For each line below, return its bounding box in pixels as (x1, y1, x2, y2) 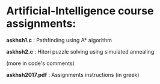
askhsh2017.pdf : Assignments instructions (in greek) (6, 71, 140, 78)
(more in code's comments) (6, 60, 75, 67)
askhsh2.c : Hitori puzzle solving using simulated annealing (6, 48, 155, 55)
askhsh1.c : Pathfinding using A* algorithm (6, 36, 112, 43)
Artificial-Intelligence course (6, 4, 154, 18)
